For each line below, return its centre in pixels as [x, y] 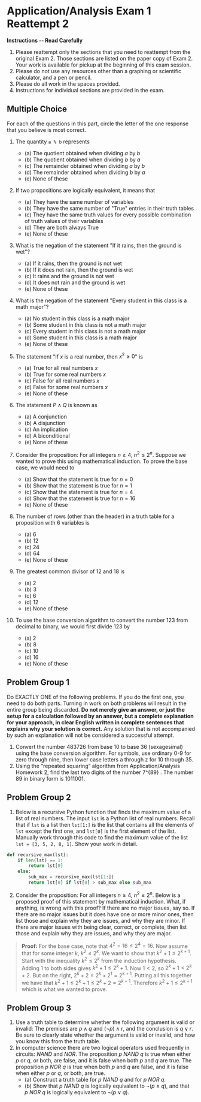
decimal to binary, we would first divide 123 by [73, 627]
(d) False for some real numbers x [66, 387]
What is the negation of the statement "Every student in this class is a [101, 300]
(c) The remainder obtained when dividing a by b [85, 165]
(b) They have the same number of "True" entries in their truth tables [109, 208]
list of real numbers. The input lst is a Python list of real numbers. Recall [105, 818]
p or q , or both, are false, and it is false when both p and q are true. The [103, 1061]
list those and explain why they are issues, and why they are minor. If [100, 920]
